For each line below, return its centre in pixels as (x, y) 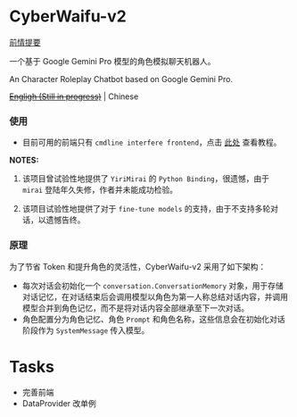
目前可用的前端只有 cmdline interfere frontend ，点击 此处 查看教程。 (152, 142)
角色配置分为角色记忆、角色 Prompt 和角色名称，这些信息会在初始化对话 (153, 319)
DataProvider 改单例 (59, 404)
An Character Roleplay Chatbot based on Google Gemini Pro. (121, 79)
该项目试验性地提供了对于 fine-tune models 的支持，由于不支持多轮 (146, 209)
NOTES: (24, 160)
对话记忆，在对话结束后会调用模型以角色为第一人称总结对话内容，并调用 (155, 296)
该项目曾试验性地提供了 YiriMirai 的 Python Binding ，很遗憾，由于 (146, 179)
